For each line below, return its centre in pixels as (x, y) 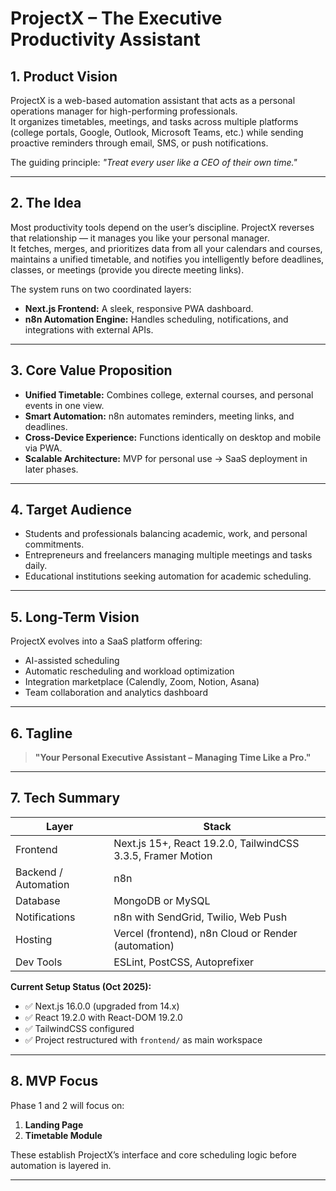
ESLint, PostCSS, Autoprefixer (184, 962)
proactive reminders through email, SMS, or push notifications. (139, 143)
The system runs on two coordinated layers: (101, 289)
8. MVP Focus (54, 1081)
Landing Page (54, 1124)
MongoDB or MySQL (162, 900)
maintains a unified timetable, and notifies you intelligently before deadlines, (167, 259)
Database (38, 900)
